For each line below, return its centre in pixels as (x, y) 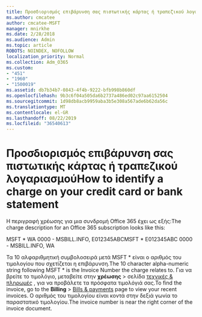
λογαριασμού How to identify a (85, 179)
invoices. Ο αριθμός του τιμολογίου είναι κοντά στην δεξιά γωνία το (92, 296)
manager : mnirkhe (28, 29)
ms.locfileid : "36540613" (38, 124)
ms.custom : (20, 68)
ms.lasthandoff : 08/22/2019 (41, 118)
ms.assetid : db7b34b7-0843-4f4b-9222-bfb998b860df (71, 90)
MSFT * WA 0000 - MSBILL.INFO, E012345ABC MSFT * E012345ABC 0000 (99, 239)
